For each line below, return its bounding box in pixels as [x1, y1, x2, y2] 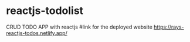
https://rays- [153, 23, 184, 30]
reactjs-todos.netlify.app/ [6, 29, 67, 36]
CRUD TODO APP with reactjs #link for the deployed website [6, 23, 152, 30]
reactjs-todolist [6, 4, 84, 17]
